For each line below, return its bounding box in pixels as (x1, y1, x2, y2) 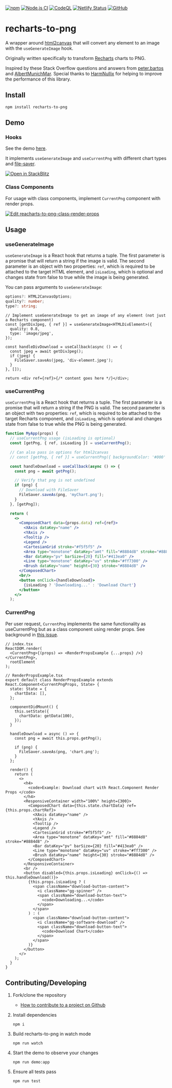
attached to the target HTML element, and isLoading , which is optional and (5, 269, 163, 275)
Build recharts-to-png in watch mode (12, 1031, 91, 1037)
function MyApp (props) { (5, 431, 58, 436)
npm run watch (12, 1041, 43, 1046)
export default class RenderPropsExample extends (5, 677, 114, 682)
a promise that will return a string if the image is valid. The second (5, 258, 145, 264)
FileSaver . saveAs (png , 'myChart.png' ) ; (18, 492, 104, 498)
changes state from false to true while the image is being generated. (5, 274, 149, 281)
